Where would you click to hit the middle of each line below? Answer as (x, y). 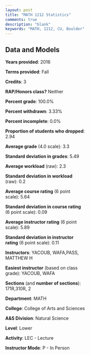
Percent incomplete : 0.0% (33, 121)
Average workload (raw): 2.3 (36, 166)
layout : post (19, 10)
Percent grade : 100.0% (30, 101)
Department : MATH (26, 298)
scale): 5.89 (17, 227)
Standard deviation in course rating (43, 207)
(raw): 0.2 (15, 181)
